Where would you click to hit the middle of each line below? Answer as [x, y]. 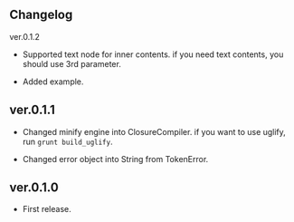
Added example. [53, 82]
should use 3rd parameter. [72, 63]
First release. [47, 209]
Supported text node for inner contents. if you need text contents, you [153, 54]
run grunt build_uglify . [67, 141]
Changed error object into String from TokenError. [115, 159]
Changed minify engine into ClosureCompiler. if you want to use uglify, [154, 131]
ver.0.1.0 [34, 188]
